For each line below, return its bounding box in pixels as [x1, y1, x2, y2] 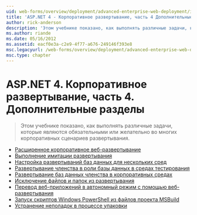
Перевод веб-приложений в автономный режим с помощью [14, 183, 167, 190]
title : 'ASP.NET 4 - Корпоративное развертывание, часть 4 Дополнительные [6, 14, 193, 20]
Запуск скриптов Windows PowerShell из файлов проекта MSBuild [14, 196, 180, 203]
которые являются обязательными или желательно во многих [20, 128, 177, 135]
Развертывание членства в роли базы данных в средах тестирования [14, 164, 190, 172]
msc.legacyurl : [6, 47, 43, 53]
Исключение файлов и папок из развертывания [14, 177, 135, 184]
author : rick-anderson [6, 19, 62, 25]
